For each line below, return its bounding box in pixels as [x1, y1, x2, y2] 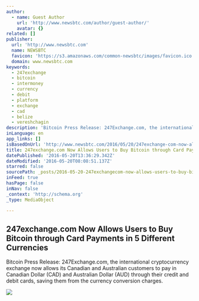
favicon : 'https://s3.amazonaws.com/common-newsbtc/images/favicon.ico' [11, 53, 195, 59]
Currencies [6, 242, 49, 253]
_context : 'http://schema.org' [6, 191, 84, 197]
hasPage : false [6, 180, 44, 186]
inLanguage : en [6, 130, 44, 137]
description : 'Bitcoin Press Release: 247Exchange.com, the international [6, 125, 195, 131]
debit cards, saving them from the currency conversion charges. [6, 277, 163, 284]
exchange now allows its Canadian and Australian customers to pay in [6, 265, 176, 272]
